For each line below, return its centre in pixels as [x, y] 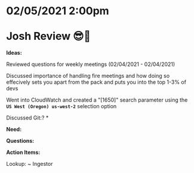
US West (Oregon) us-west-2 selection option [61, 106]
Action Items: [23, 152]
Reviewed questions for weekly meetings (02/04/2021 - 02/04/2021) [91, 64]
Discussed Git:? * [27, 118]
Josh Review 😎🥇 [49, 36]
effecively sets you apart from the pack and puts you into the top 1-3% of [96, 82]
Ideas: [14, 52]
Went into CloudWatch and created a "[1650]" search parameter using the [97, 100]
